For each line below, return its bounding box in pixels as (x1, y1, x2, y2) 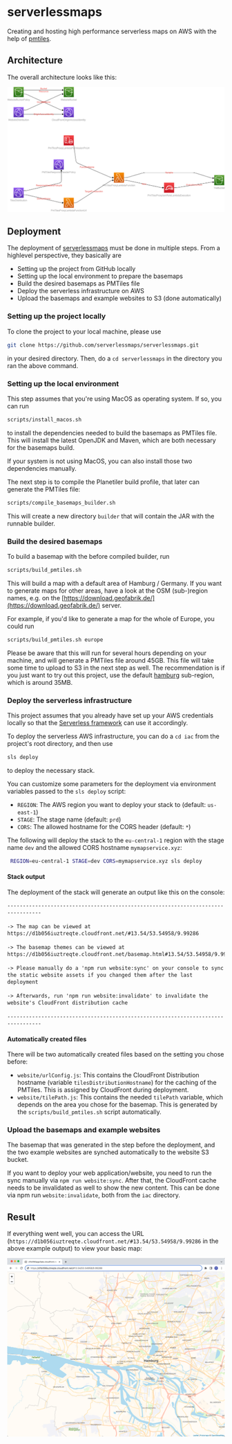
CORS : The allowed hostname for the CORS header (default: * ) (17, 822, 191, 830)
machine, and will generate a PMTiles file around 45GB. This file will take (7, 656, 215, 664)
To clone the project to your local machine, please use (7, 327, 162, 336)
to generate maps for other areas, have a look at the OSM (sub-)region (7, 586, 209, 595)
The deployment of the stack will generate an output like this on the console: (7, 888, 225, 896)
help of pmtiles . (7, 34, 52, 42)
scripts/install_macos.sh (7, 416, 81, 423)
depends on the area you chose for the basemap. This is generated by (17, 1100, 217, 1109)
